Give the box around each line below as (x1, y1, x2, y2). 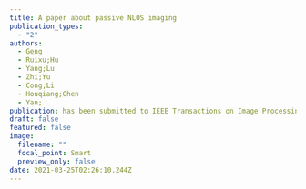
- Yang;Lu (17, 65, 55, 74)
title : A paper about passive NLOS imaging (9, 13, 178, 23)
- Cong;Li (17, 81, 55, 90)
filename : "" (17, 140, 67, 149)
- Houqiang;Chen (17, 89, 79, 98)
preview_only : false (17, 156, 96, 166)
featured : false (9, 124, 71, 133)
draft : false (9, 114, 59, 124)
